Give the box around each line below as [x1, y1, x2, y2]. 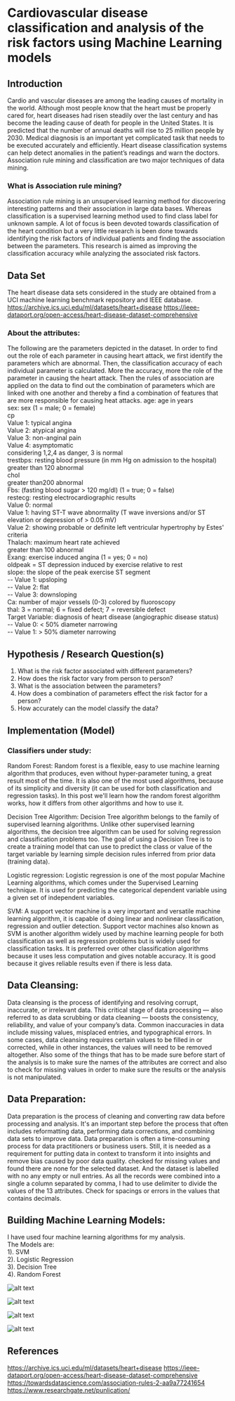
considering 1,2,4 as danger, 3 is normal [7, 448, 123, 457]
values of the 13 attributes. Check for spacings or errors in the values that [7, 1186, 220, 1195]
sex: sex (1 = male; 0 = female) [7, 404, 96, 412]
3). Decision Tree [7, 1263, 58, 1271]
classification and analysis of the [7, 20, 204, 36]
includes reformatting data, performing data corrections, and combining [7, 1126, 215, 1135]
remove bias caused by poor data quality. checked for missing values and [7, 1156, 220, 1165]
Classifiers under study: [7, 745, 92, 755]
